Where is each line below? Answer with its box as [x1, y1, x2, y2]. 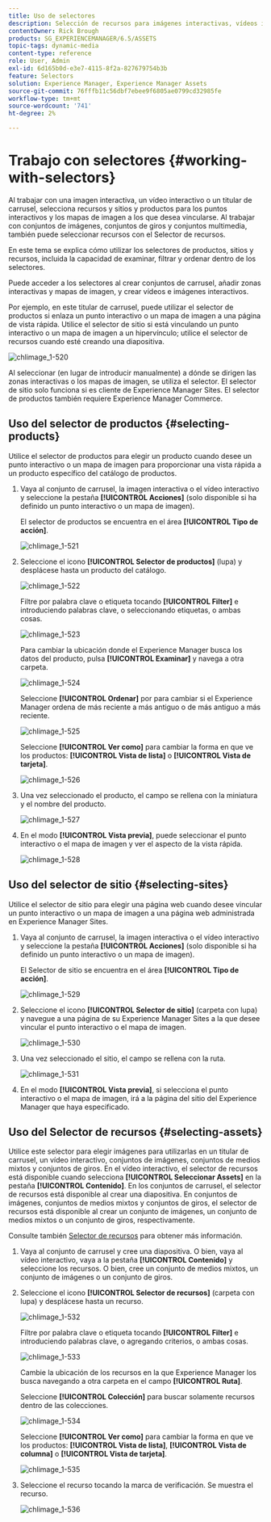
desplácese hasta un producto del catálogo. [19, 565, 167, 574]
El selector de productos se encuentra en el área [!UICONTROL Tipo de [19, 516, 259, 526]
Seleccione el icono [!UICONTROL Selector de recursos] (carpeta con [19, 1288, 256, 1297]
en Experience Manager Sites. [8, 916, 109, 926]
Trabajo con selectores [8, 151, 165, 170]
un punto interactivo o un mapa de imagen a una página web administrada [8, 908, 256, 918]
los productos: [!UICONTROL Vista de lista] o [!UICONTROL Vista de [19, 750, 252, 760]
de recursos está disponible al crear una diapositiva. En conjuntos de [8, 1189, 238, 1200]
